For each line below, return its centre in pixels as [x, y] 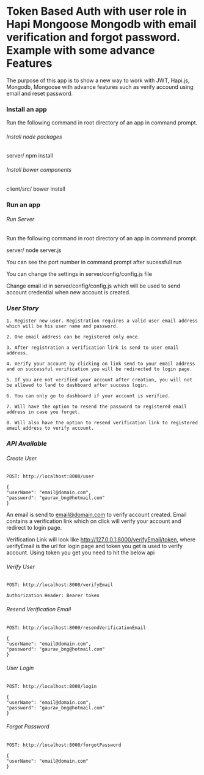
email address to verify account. [50, 428]
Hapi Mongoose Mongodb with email [101, 24]
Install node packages [34, 137]
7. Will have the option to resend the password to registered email [97, 407]
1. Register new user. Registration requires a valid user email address [102, 321]
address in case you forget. [43, 412]
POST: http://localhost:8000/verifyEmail [60, 585]
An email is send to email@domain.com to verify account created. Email [97, 515]
